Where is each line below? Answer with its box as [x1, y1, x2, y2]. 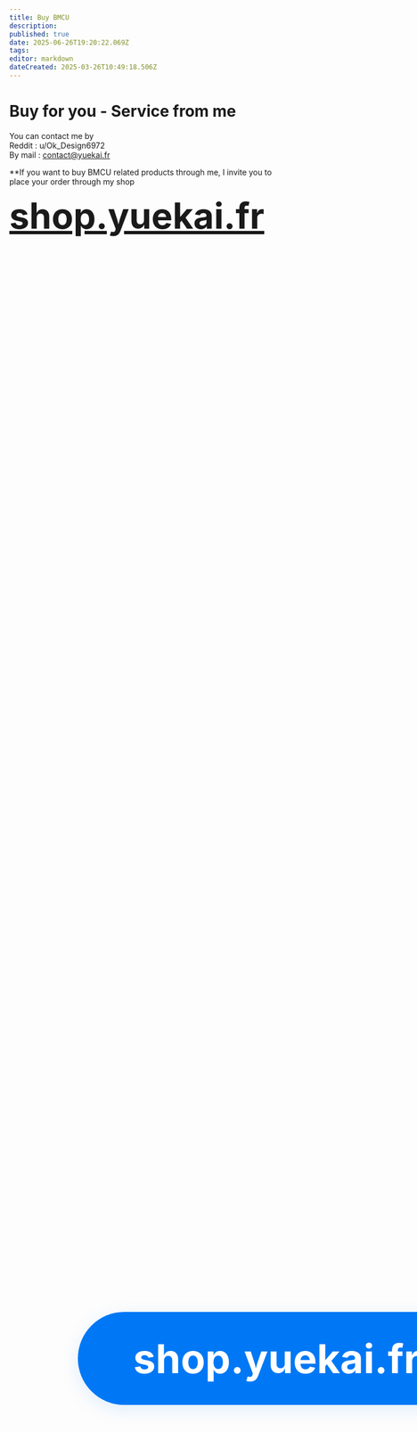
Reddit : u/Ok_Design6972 [9, 140, 105, 151]
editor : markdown [9, 54, 74, 63]
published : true [9, 29, 69, 38]
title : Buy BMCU [9, 12, 69, 22]
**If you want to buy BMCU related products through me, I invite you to [9, 167, 273, 177]
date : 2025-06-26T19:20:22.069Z [9, 37, 129, 47]
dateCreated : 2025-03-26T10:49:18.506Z [9, 63, 158, 72]
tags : [9, 46, 29, 55]
